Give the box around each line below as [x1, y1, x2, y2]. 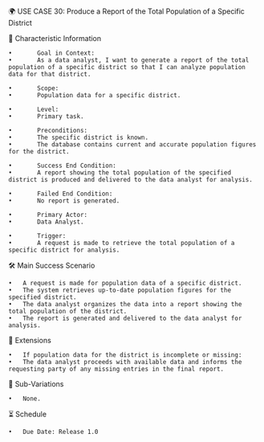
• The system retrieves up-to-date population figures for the [8, 286, 231, 294]
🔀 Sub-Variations [8, 379, 64, 388]
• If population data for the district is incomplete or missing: [8, 351, 242, 359]
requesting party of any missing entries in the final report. [8, 365, 225, 373]
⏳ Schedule [8, 409, 47, 419]
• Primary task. [8, 113, 84, 121]
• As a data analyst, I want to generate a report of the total [8, 56, 250, 64]
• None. [8, 395, 42, 403]
